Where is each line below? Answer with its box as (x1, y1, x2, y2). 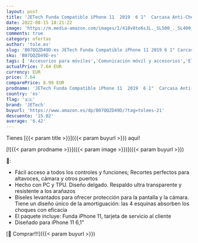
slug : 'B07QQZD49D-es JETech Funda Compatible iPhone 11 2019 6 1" (6, 47, 176, 53)
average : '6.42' (6, 119, 46, 124)
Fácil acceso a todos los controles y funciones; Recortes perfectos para (14, 169, 190, 176)
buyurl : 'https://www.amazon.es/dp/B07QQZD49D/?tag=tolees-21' (6, 107, 165, 113)
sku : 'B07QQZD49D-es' (6, 52, 60, 58)
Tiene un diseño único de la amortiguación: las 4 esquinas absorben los (14, 200, 190, 207)
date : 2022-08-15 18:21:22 (6, 19, 72, 25)
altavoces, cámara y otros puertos (14, 175, 98, 182)
